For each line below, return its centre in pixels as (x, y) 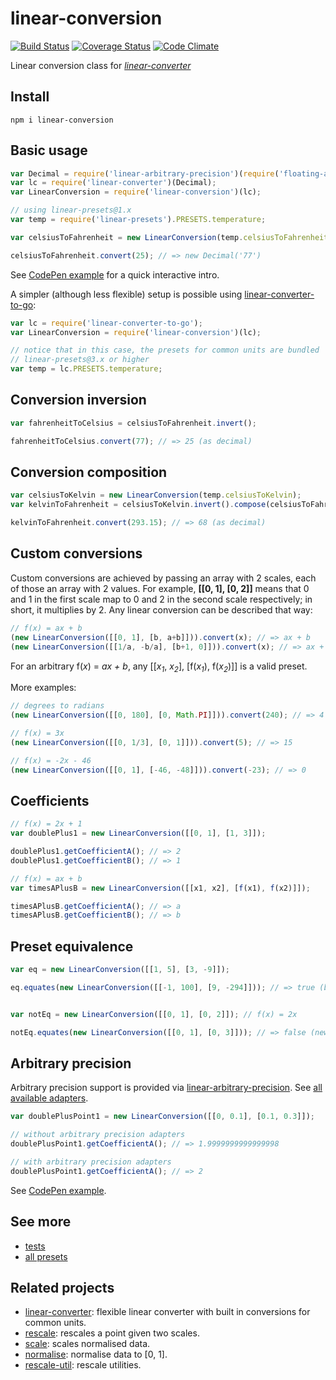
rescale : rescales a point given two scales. (112, 1333)
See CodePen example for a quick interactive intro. (115, 274)
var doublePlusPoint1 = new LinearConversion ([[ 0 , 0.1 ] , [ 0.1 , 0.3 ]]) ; (163, 1117)
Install (30, 97)
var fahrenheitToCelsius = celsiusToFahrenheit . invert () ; (133, 423)
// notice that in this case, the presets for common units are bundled (165, 350)
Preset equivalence (72, 946)
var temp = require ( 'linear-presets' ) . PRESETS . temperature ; (138, 220)
